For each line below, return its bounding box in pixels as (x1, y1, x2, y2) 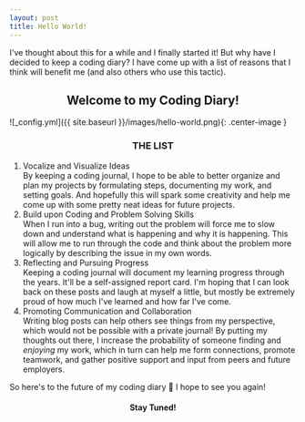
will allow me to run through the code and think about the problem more (22, 238, 292, 249)
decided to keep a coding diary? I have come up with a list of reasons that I (9, 57, 291, 67)
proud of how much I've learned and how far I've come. (22, 295, 232, 306)
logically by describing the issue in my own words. (22, 247, 212, 258)
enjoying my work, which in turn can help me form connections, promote (22, 344, 296, 355)
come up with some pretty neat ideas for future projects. (22, 199, 235, 210)
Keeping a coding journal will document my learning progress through (22, 266, 285, 278)
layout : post (9, 13, 59, 23)
